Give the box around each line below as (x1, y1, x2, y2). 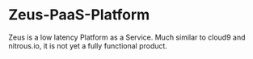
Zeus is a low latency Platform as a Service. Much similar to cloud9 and (8, 32, 246, 42)
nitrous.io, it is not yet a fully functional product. (8, 40, 168, 50)
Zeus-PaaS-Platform (8, 6, 150, 24)
